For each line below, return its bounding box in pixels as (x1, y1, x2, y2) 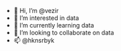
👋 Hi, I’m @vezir (13, 7, 59, 14)
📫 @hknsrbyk (13, 37, 55, 44)
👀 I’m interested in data (13, 14, 79, 22)
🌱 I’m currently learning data (13, 21, 94, 29)
